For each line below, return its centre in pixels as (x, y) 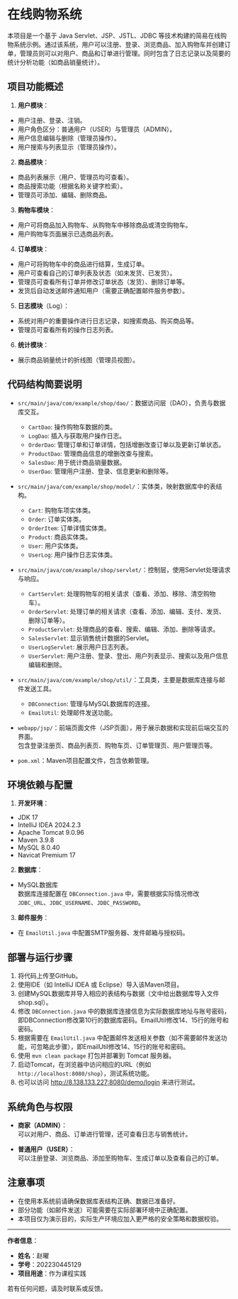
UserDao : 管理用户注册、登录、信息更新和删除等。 (100, 471)
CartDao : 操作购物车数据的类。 (72, 427)
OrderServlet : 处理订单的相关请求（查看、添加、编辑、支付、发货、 (126, 611)
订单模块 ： (33, 248)
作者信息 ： (23, 1240)
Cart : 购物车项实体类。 (61, 510)
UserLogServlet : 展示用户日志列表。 (80, 647)
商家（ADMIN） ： (42, 1125)
